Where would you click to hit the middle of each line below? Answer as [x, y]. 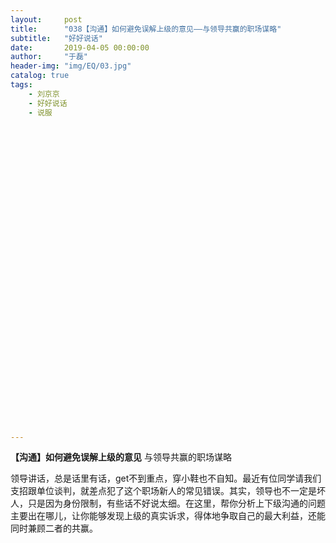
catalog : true [40, 76]
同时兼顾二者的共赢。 [54, 528]
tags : [21, 85]
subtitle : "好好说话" [56, 38]
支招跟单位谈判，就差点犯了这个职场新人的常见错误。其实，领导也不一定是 [163, 491]
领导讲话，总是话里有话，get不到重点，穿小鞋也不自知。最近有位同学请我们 [166, 478]
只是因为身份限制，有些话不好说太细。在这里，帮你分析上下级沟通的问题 [176, 503]
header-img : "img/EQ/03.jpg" [71, 66]
